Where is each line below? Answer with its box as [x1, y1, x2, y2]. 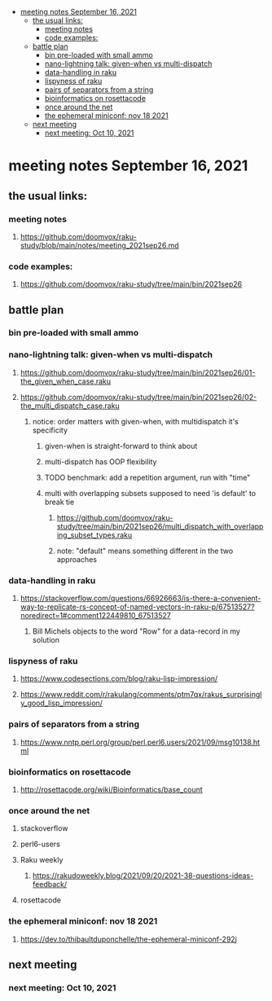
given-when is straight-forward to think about [44, 441, 198, 450]
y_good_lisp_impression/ [20, 698, 103, 708]
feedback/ [32, 880, 68, 889]
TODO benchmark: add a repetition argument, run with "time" [44, 472, 251, 482]
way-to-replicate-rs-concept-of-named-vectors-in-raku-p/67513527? [20, 602, 255, 612]
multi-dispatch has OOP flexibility [44, 456, 157, 467]
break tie [44, 497, 75, 507]
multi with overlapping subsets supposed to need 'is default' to [44, 488, 257, 498]
